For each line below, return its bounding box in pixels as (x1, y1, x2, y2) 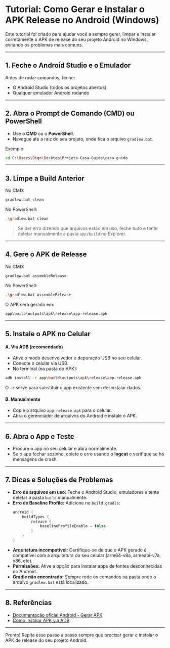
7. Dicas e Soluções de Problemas (5, 476, 113, 484)
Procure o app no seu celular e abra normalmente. (12, 446, 118, 452)
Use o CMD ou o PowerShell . (12, 130, 74, 136)
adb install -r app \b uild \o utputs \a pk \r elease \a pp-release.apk (5, 376, 142, 381)
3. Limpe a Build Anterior (5, 174, 85, 182)
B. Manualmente (5, 396, 40, 402)
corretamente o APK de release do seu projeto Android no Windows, (5, 36, 148, 42)
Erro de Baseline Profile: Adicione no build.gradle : (12, 499, 120, 506)
